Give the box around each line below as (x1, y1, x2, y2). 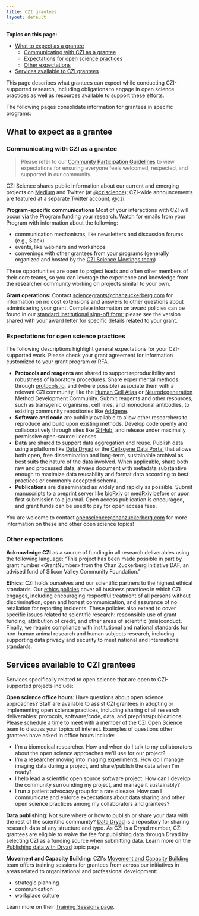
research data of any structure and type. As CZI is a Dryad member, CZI (6, 824, 182, 831)
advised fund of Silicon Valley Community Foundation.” (6, 568, 141, 575)
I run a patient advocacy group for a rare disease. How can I (14, 787, 162, 795)
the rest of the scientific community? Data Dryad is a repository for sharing (6, 818, 189, 825)
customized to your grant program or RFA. (6, 358, 109, 365)
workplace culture (14, 892, 59, 899)
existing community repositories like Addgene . (14, 407, 129, 415)
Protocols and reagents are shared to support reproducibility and (14, 370, 176, 377)
